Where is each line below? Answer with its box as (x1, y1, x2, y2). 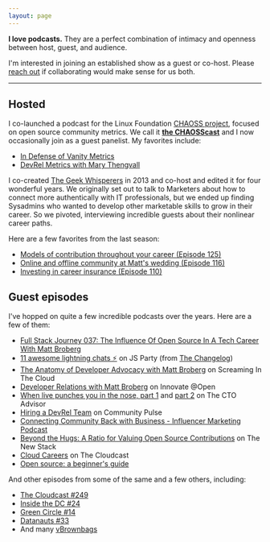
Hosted (8, 97, 46, 111)
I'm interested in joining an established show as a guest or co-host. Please (8, 58, 255, 68)
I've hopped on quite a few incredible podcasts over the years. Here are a (8, 312, 252, 321)
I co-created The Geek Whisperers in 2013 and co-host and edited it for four (8, 176, 261, 185)
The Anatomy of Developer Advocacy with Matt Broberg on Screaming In (19, 365, 262, 374)
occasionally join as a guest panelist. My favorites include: (8, 136, 202, 146)
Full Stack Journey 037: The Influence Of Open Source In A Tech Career (19, 336, 260, 345)
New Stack (19, 442, 56, 452)
